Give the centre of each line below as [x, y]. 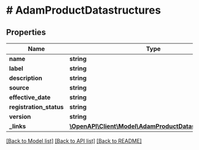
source [19, 88]
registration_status [36, 107]
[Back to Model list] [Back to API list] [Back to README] [74, 141]
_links [18, 126]
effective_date [30, 97]
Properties [26, 32]
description [26, 78]
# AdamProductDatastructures [84, 10]
